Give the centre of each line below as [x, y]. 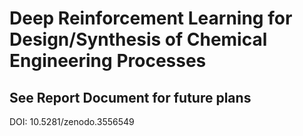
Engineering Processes [108, 61]
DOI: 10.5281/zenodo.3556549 [72, 121]
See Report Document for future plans [130, 97]
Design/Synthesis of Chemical [138, 39]
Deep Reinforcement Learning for [151, 18]
